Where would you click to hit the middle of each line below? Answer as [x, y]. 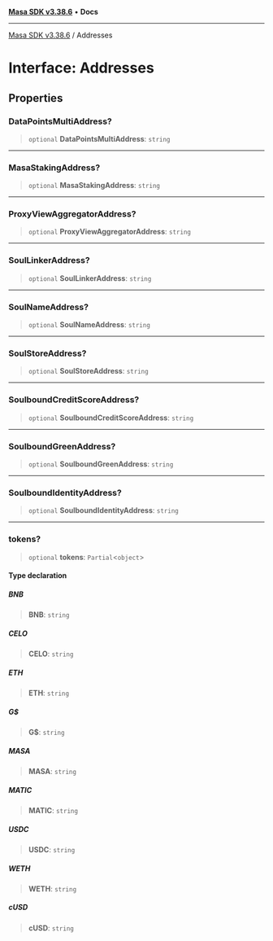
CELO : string [51, 654]
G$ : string [46, 733]
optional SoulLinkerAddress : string [90, 278]
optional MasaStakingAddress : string [94, 186]
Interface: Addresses [81, 68]
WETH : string [52, 888]
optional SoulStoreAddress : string [88, 371]
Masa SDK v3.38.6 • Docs [54, 12]
